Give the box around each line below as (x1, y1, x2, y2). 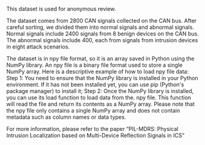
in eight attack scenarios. (6, 43, 70, 50)
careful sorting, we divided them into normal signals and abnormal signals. (6, 24, 195, 31)
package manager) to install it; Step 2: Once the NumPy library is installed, (6, 87, 194, 94)
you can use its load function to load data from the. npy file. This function (6, 94, 192, 101)
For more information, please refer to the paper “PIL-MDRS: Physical (6, 125, 179, 132)
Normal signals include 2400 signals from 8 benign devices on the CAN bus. (6, 30, 199, 37)
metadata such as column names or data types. (6, 113, 127, 121)
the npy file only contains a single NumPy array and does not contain (6, 107, 181, 114)
